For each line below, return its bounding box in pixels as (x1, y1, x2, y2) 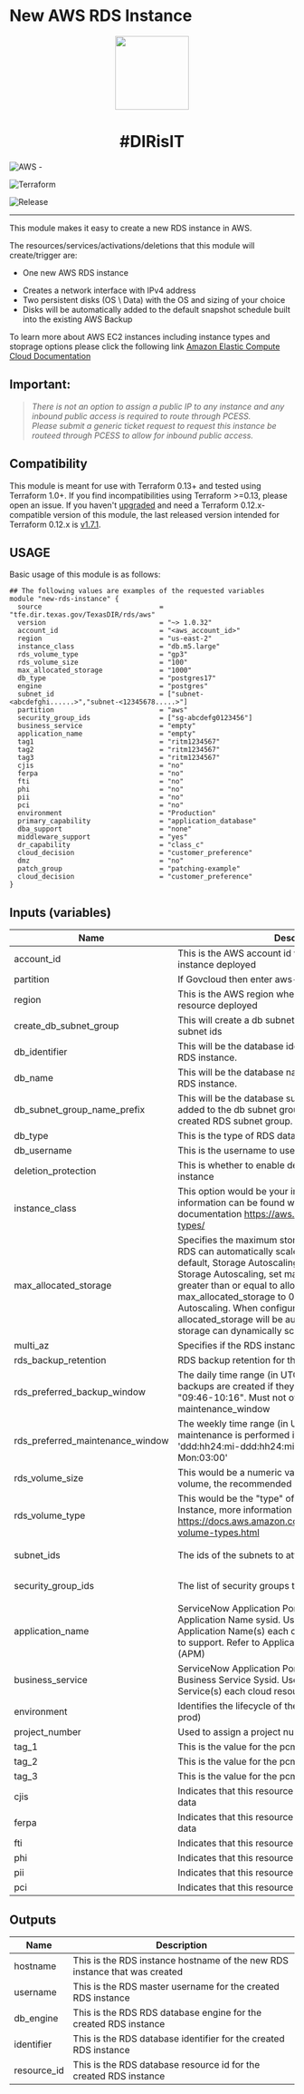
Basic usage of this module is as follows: (9, 569, 161, 580)
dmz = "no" (17, 856, 184, 866)
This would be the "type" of (177, 1493, 295, 1505)
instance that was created (72, 1965, 184, 1978)
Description (155, 1938, 208, 1951)
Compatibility (9, 456, 88, 472)
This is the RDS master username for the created (72, 1980, 280, 1992)
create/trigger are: (9, 249, 78, 260)
